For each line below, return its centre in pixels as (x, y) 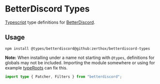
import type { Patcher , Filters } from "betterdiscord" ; (64, 77)
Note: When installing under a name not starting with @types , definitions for (80, 57)
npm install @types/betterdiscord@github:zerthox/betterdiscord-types (78, 49)
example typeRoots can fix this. (36, 68)
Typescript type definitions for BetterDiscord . (50, 22)
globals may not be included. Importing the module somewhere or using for (80, 63)
